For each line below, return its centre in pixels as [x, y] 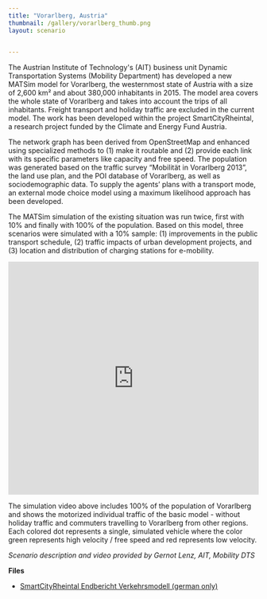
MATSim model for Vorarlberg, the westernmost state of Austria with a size [131, 84]
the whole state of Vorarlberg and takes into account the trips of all [118, 101]
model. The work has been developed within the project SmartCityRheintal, [131, 118]
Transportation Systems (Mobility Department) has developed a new [120, 76]
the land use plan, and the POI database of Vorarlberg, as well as [114, 176]
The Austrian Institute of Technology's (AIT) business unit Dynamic [118, 68]
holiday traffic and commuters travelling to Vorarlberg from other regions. [128, 523]
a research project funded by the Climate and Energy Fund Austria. [118, 127]
